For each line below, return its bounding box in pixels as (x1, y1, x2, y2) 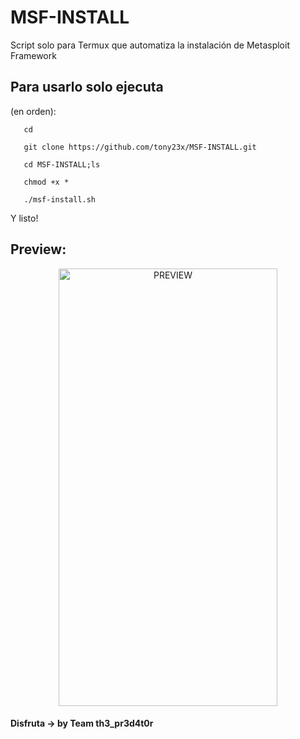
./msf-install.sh (23, 194, 97, 205)
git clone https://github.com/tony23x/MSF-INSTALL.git (23, 142, 257, 152)
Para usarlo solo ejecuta (10, 79, 164, 96)
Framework (10, 49, 57, 61)
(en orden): (10, 105, 57, 117)
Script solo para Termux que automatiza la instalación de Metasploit (10, 39, 290, 51)
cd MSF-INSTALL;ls (23, 159, 101, 170)
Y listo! (10, 212, 39, 224)
